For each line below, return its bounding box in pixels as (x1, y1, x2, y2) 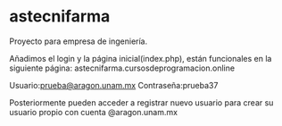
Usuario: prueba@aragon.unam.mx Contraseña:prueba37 (9, 80, 219, 90)
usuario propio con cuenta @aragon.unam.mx (9, 106, 178, 117)
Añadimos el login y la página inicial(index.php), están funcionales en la (9, 53, 272, 63)
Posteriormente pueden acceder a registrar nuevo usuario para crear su (9, 97, 274, 108)
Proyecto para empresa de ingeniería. (9, 36, 148, 46)
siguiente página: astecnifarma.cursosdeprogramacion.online (9, 63, 235, 73)
